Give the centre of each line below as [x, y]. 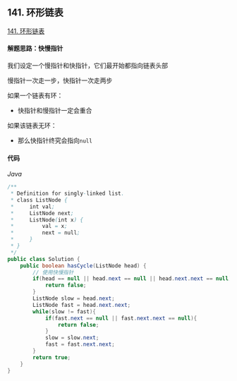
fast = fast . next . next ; [80, 344]
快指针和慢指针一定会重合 [55, 111]
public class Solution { [44, 259]
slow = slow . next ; [72, 338]
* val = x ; [39, 226]
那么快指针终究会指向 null [55, 140]
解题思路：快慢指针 [35, 49]
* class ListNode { [39, 200]
